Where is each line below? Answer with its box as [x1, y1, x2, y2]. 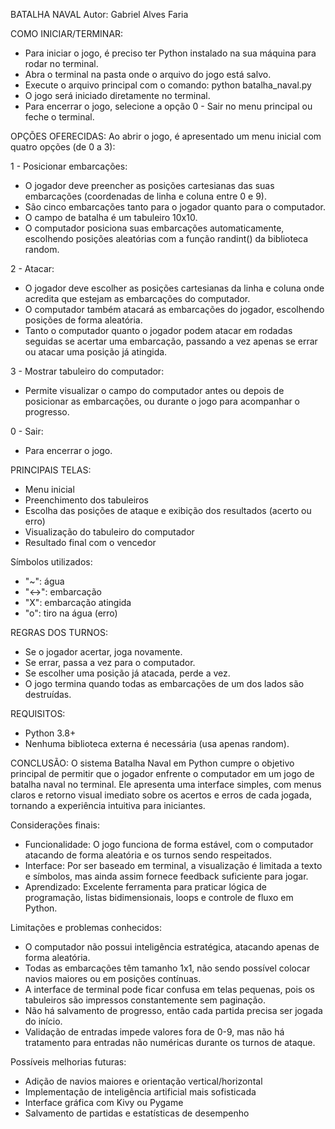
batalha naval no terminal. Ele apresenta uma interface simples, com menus [10, 779, 322, 790]
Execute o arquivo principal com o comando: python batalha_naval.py [24, 79, 312, 91]
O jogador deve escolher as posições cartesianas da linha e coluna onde [24, 282, 325, 294]
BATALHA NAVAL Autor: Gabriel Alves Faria [10, 9, 189, 20]
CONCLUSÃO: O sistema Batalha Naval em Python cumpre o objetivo [10, 757, 295, 769]
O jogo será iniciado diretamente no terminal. [24, 90, 211, 101]
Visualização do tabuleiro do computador [24, 526, 195, 538]
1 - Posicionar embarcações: [10, 160, 128, 172]
